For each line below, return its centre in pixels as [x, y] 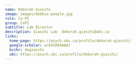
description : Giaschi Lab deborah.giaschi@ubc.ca [57, 32]
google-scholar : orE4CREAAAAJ [40, 45]
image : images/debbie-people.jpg [39, 14]
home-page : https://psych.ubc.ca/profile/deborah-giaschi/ [70, 41]
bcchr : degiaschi [27, 50]
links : [12, 37]
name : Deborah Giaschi [28, 9]
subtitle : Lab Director [29, 27]
